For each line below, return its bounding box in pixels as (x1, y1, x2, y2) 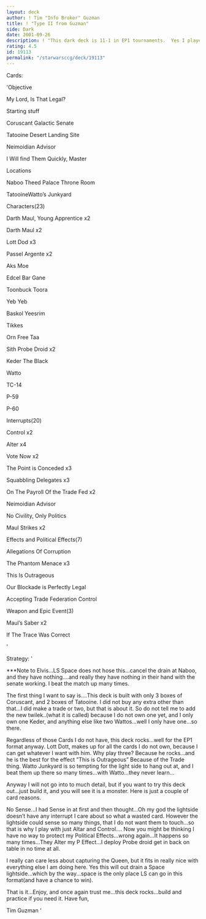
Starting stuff (6, 107, 40, 114)
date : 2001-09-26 (6, 32, 51, 38)
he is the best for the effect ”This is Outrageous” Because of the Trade (6, 756, 185, 763)
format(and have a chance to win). (6, 876, 94, 883)
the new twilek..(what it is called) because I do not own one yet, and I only (6, 711, 194, 719)
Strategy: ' (6, 655, 32, 662)
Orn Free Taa (6, 333, 40, 341)
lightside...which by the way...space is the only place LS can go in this (6, 870, 183, 877)
